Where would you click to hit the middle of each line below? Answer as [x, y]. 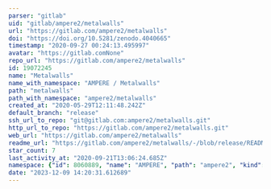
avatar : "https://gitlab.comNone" [67, 53]
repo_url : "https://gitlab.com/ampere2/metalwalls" [97, 61]
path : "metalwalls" [41, 90]
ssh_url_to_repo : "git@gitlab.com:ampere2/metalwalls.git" [110, 121]
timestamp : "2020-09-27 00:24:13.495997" [79, 46]
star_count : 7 [32, 150]
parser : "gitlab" [38, 16]
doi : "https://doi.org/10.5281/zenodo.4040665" [90, 38]
